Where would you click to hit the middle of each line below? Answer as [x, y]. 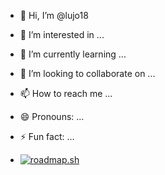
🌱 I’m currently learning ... [73, 54]
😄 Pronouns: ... [52, 116]
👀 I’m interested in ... [62, 34]
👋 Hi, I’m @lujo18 [54, 15]
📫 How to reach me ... [66, 93]
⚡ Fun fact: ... [47, 136]
